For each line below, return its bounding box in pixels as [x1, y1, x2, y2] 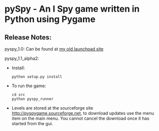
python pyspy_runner [11, 96, 54, 101]
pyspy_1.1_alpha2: [4, 56, 40, 61]
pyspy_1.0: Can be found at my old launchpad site [4, 46, 103, 52]
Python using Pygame [4, 14, 96, 25]
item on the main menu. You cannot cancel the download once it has [11, 115, 150, 121]
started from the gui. [11, 121, 53, 126]
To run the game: [11, 83, 46, 89]
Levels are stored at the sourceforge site [11, 105, 93, 111]
